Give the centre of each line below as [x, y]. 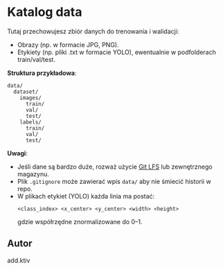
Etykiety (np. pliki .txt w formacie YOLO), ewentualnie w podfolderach [116, 52]
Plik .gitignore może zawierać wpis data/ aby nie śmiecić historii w [114, 181]
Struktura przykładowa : [42, 73]
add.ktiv [19, 260]
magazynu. [33, 174]
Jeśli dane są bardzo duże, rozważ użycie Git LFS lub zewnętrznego [115, 167]
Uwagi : [17, 153]
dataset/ [26, 92]
